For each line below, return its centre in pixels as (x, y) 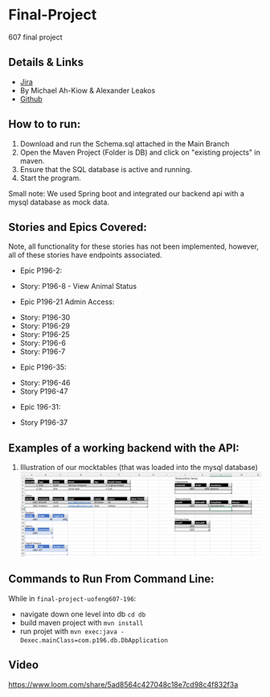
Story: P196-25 (45, 335)
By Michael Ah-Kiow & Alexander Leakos (88, 90)
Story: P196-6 (43, 343)
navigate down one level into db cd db (83, 614)
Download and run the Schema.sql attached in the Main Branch (125, 143)
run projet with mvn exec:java (69, 631)
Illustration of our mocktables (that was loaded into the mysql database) (139, 468)
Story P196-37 (44, 423)
